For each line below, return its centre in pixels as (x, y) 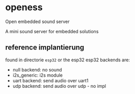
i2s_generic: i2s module (37, 75)
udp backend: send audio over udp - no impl (59, 86)
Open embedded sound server (37, 21)
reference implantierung (45, 48)
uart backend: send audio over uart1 (50, 80)
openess (24, 7)
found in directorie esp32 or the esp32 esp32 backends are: (67, 60)
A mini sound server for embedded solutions (52, 31)
